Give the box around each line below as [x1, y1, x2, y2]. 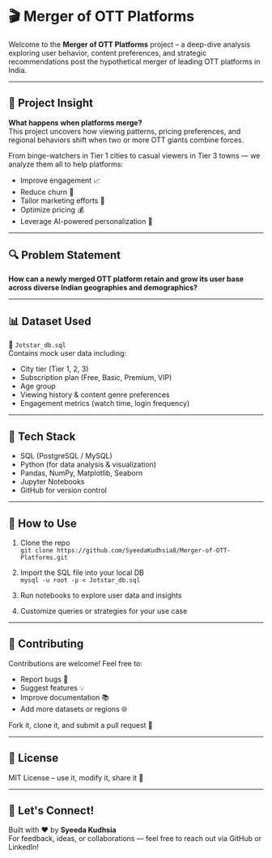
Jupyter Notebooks [19, 477, 85, 487]
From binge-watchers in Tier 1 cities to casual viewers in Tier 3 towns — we [8, 150, 261, 160]
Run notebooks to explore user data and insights [19, 590, 182, 600]
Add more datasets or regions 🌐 [19, 704, 128, 713]
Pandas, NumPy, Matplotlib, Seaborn [19, 468, 143, 478]
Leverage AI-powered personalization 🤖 [19, 216, 153, 226]
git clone [19, 547, 54, 555]
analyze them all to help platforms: [8, 159, 124, 169]
